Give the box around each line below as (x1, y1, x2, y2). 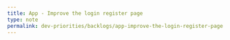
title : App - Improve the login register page (7, 9, 143, 17)
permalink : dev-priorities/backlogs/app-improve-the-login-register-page (7, 22, 224, 29)
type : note (7, 16, 39, 23)
